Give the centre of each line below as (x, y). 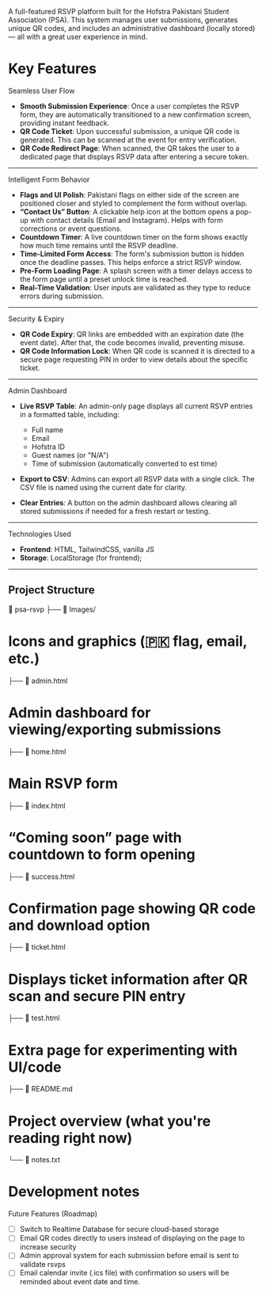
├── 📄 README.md (40, 1089)
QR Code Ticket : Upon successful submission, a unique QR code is (129, 131)
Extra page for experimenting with (123, 1050)
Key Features (53, 69)
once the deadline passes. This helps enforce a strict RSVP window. (131, 262)
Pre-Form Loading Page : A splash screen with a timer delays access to (136, 270)
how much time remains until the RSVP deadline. (99, 245)
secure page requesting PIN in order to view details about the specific (133, 359)
